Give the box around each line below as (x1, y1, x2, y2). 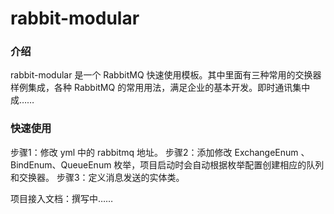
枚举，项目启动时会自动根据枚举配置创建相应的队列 (113, 158, 325, 171)
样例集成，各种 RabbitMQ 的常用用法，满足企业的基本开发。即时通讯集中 (10, 82, 311, 94)
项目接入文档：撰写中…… (10, 192, 114, 204)
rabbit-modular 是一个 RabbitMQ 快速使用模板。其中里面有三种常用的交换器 (10, 69, 322, 81)
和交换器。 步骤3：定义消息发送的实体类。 (10, 171, 185, 183)
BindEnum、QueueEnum (10, 158, 112, 171)
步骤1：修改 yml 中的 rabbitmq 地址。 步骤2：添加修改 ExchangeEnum (10, 146, 299, 158)
